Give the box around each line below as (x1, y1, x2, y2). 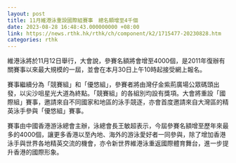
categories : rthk (7, 37, 58, 44)
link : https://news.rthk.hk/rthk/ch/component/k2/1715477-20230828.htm (7, 30, 221, 37)
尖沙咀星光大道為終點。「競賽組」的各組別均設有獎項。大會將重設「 (25, 89, 220, 98)
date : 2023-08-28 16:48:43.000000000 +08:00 (7, 23, 140, 30)
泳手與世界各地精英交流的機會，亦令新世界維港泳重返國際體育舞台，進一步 (7, 139, 223, 148)
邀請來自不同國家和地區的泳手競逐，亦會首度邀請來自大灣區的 (44, 98, 223, 106)
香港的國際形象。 (13, 148, 63, 157)
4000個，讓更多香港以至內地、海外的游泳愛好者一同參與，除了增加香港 (19, 131, 226, 139)
